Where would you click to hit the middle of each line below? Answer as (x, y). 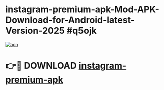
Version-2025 (35, 31)
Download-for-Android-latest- (70, 20)
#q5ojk (82, 31)
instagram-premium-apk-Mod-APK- (83, 9)
